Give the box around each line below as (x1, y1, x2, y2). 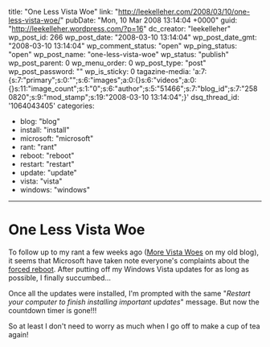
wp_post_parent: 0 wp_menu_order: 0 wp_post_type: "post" (8, 58, 207, 68)
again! (8, 329, 29, 339)
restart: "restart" (19, 159, 75, 168)
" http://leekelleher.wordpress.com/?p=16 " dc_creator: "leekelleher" (8, 24, 231, 33)
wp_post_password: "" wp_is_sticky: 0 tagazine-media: (8, 67, 191, 76)
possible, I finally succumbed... (8, 273, 111, 283)
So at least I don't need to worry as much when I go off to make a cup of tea (8, 321, 260, 331)
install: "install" (19, 125, 70, 134)
